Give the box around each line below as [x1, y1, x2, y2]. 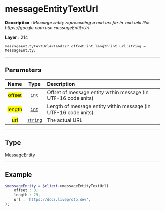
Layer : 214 [5, 34, 28, 40]
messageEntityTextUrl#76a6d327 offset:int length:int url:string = [5, 44, 146, 48]
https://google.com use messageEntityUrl [5, 24, 90, 30]
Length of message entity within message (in [47, 103, 151, 110]
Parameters [5, 66, 42, 74]
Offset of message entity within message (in [47, 89, 149, 95]
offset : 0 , [14, 188, 38, 193]
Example [5, 170, 32, 179]
